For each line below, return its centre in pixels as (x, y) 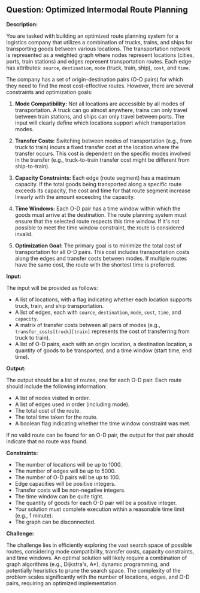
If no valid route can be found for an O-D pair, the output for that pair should (100, 435)
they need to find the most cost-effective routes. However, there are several (100, 86)
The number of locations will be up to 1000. (68, 464)
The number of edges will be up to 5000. (65, 471)
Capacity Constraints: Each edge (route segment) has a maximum (97, 178)
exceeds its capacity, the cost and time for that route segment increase (103, 190)
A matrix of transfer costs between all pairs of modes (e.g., (87, 325)
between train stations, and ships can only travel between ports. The (99, 116)
